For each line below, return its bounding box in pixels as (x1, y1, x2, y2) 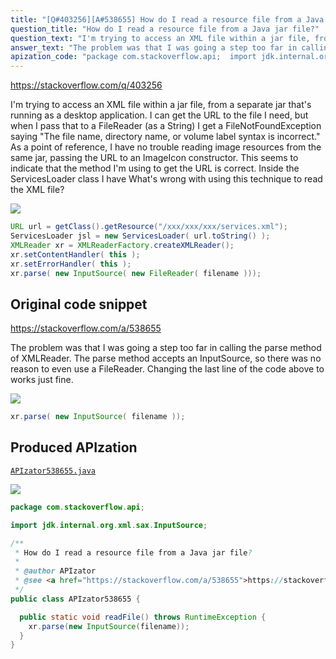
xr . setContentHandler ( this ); (10, 249, 141, 260)
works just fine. (10, 374, 74, 386)
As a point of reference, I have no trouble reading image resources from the (10, 141, 322, 153)
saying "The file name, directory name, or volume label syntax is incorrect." (10, 131, 321, 143)
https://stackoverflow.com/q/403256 (10, 79, 163, 91)
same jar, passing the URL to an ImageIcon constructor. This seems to (10, 152, 299, 164)
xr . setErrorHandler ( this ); (10, 259, 132, 269)
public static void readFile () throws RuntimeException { (19, 612, 267, 622)
